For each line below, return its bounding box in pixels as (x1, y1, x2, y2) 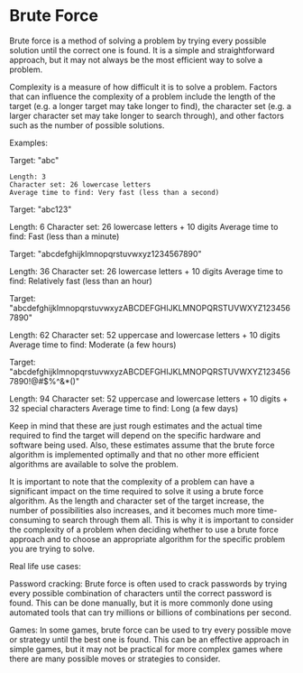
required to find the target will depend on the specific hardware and (9, 429, 262, 440)
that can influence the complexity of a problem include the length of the (9, 91, 276, 102)
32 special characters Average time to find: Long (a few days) (9, 402, 239, 413)
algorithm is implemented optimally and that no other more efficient (9, 448, 260, 460)
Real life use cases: (9, 560, 81, 571)
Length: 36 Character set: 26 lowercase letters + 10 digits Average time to (9, 265, 284, 276)
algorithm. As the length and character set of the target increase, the (9, 495, 264, 506)
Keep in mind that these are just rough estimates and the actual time (9, 420, 263, 431)
